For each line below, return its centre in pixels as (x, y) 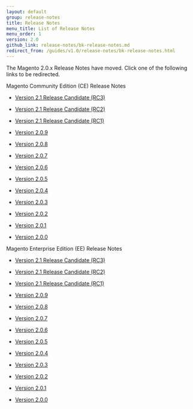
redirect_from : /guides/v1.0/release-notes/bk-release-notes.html (91, 51)
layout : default (26, 12)
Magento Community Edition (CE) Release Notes (66, 86)
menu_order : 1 (24, 34)
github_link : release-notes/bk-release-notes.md (68, 46)
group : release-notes (33, 17)
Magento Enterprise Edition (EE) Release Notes (64, 248)
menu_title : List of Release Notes (51, 28)
